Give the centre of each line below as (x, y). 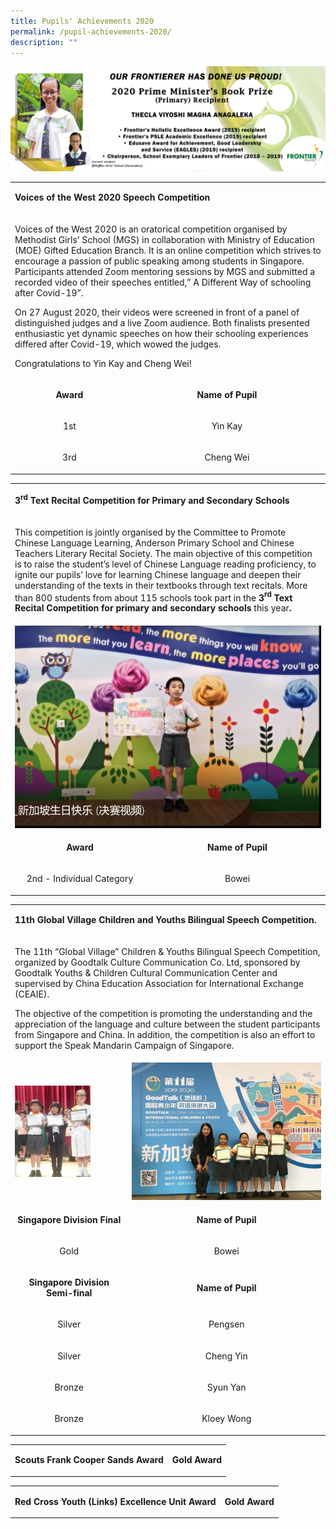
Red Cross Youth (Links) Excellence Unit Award (115, 1501)
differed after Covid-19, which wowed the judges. (118, 344)
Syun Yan (226, 1387)
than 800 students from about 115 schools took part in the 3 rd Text (153, 597)
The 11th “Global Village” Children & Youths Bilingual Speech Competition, (167, 951)
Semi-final (69, 1293)
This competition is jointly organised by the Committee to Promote (150, 532)
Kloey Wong (226, 1419)
